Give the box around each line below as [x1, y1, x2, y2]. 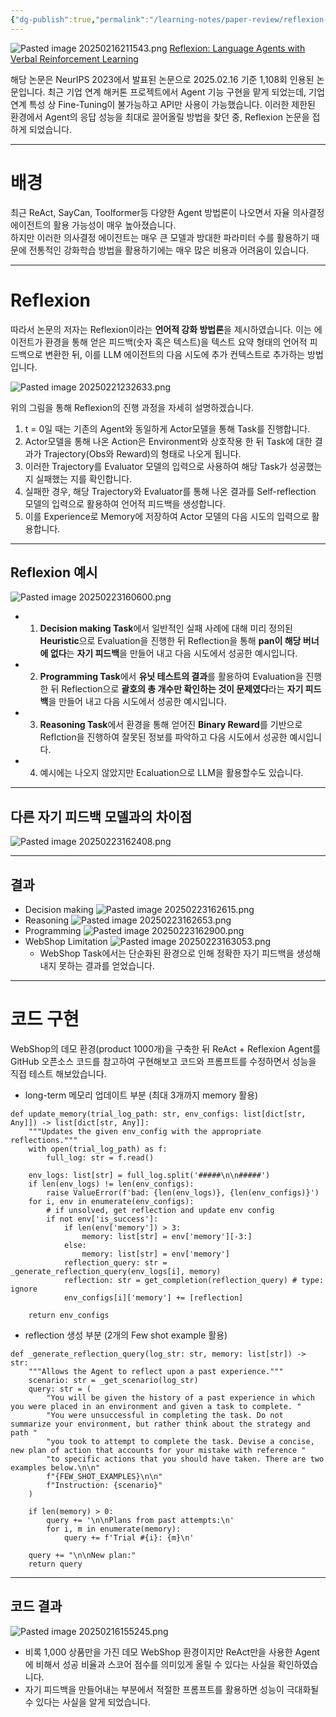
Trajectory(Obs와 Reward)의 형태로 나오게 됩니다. [43, 447, 242, 460]
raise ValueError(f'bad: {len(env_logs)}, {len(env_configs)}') [46, 1187, 320, 1198]
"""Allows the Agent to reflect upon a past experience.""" [28, 1366, 284, 1376]
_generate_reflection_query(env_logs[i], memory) [10, 1266, 222, 1276]
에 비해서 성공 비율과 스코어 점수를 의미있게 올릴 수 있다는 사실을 [24, 1658, 276, 1670]
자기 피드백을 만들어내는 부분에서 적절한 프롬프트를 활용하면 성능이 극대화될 [24, 1683, 320, 1695]
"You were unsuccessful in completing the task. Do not [46, 1410, 284, 1420]
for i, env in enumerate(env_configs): [28, 1196, 195, 1206]
